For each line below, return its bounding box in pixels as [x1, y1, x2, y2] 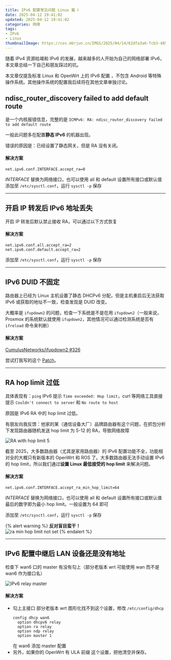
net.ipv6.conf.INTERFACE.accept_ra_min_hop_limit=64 [5, 485, 120, 490]
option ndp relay [17, 628, 54, 633]
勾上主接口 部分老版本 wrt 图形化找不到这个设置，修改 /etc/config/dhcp [12, 605, 164, 611]
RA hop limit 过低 [5, 378, 60, 387]
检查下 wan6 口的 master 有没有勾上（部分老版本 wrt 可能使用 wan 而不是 [5, 564, 160, 570]
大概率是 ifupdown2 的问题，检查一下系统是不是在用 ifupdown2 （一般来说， [5, 309, 162, 315]
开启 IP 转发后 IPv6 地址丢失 [5, 204, 93, 212]
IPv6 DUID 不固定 [5, 278, 60, 286]
